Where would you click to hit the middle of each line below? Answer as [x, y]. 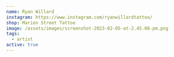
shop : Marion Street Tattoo [41, 23]
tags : [13, 34]
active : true [22, 45]
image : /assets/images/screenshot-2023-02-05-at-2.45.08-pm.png [87, 28]
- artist [22, 39]
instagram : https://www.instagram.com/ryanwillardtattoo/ [79, 17]
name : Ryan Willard [30, 12]
